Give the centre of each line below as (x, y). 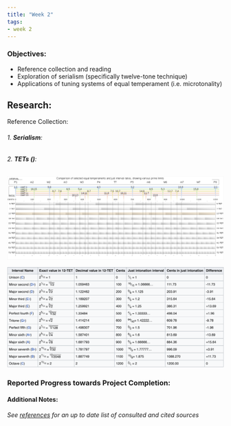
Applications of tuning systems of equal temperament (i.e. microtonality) (120, 83)
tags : (15, 22)
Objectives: (27, 54)
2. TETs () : (22, 159)
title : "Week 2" (30, 14)
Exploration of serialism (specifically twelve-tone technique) (102, 76)
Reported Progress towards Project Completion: (89, 383)
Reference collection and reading (64, 69)
